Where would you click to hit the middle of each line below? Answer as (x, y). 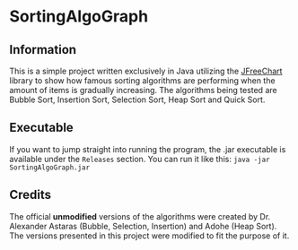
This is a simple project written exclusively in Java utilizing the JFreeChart (146, 71)
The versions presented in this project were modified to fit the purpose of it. (149, 236)
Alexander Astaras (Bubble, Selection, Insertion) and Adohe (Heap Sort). (143, 226)
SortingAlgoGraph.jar (50, 168)
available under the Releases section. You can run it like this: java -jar (140, 159)
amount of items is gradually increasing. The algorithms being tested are (143, 90)
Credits (31, 195)
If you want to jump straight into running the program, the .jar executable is (148, 149)
